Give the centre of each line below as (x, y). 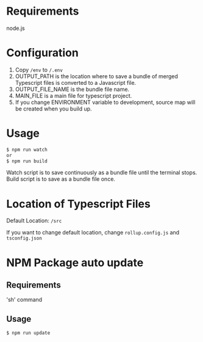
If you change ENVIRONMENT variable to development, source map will (105, 102)
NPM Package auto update (75, 262)
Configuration (43, 53)
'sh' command (24, 300)
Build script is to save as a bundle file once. (61, 179)
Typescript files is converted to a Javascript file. (76, 82)
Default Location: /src (34, 220)
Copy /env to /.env (39, 70)
